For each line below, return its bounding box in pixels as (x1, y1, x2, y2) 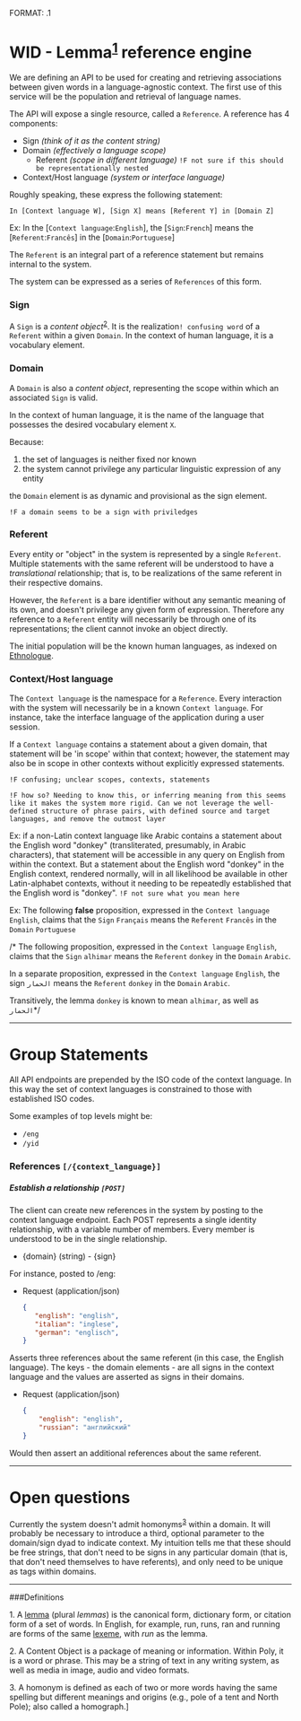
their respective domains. (9, 577, 103, 588)
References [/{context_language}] (9, 1159, 161, 1172)
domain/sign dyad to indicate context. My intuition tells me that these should (9, 1538, 291, 1549)
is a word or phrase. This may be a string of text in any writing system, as (9, 1655, 279, 1666)
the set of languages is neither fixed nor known (21, 453, 197, 465)
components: (9, 118, 58, 129)
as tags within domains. (9, 1566, 97, 1577)
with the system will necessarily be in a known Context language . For (9, 703, 263, 713)
